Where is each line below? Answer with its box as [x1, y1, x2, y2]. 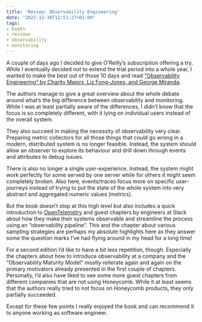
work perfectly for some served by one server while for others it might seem [6, 171, 196, 178]
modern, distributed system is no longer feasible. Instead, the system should [6, 140, 197, 147]
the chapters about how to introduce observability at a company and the [6, 252, 186, 260]
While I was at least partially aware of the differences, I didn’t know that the [6, 103, 194, 110]
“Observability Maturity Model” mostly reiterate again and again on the [6, 259, 182, 266]
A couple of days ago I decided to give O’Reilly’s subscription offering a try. [6, 59, 194, 66]
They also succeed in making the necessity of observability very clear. [6, 127, 182, 135]
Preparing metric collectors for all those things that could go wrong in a [6, 134, 183, 141]
